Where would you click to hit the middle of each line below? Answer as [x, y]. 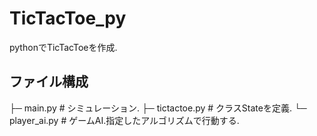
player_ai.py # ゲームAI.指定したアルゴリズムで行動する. [124, 120]
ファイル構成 [49, 82]
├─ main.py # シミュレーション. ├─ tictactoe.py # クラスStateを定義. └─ [158, 108]
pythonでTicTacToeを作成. [63, 47]
